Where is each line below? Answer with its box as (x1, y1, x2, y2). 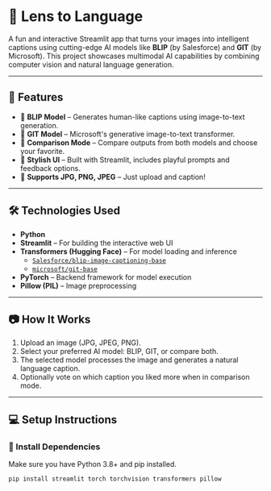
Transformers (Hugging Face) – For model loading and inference (19, 246, 238, 256)
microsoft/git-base (31, 265, 98, 273)
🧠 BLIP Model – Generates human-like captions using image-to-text (19, 112, 245, 122)
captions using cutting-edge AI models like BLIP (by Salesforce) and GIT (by (8, 42, 262, 52)
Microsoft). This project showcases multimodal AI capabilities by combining (8, 51, 260, 60)
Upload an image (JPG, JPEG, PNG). (19, 338, 141, 347)
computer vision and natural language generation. (8, 60, 174, 69)
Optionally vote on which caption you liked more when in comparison (19, 372, 250, 382)
